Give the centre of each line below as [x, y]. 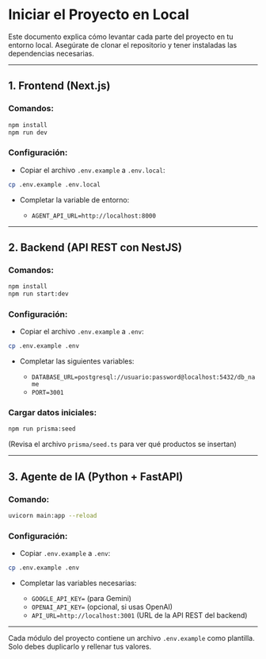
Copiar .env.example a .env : [65, 553]
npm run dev [28, 133]
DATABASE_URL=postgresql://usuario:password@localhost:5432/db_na [143, 378]
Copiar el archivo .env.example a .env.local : [92, 170]
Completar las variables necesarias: [78, 583]
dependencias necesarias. [51, 53]
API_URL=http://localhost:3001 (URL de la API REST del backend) [139, 615]
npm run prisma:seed [42, 429]
